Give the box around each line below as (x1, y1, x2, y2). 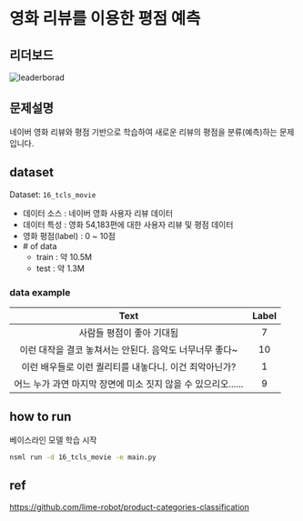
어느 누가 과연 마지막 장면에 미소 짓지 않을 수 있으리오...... (14, 377, 244, 390)
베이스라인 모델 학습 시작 (9, 434, 97, 446)
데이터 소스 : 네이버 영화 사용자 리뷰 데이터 (22, 207, 174, 218)
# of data (22, 240, 57, 251)
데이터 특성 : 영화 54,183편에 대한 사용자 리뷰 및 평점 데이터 (22, 219, 234, 230)
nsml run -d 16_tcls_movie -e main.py (9, 452, 157, 462)
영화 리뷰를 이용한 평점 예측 (9, 8, 201, 29)
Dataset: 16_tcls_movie (9, 188, 96, 200)
